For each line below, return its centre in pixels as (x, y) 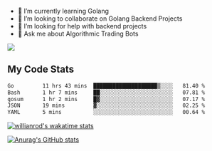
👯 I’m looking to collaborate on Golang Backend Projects (100, 19)
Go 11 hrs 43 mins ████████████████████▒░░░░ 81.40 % (106, 85)
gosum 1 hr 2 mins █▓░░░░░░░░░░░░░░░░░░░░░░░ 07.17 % (106, 99)
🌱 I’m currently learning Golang (63, 11)
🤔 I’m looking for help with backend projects (82, 26)
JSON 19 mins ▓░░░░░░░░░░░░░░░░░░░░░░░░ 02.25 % (106, 106)
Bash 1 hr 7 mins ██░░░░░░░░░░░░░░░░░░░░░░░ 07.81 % (106, 93)
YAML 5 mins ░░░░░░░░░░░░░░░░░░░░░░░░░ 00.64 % (106, 113)
